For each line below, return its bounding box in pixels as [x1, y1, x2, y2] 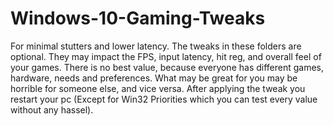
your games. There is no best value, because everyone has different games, [10, 61, 325, 73]
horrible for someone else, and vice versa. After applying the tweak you [10, 82, 306, 94]
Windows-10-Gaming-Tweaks [10, 7, 266, 30]
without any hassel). [10, 103, 94, 116]
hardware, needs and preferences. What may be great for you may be [10, 72, 298, 84]
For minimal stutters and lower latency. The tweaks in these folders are [10, 40, 302, 52]
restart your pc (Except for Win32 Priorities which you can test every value [10, 93, 318, 105]
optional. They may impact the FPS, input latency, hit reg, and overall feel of [10, 50, 322, 62]
